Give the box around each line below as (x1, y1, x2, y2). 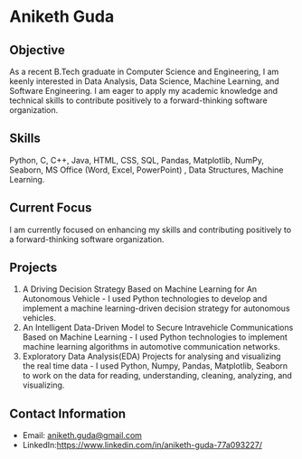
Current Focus (9, 201, 92, 216)
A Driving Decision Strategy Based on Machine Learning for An (22, 284, 258, 295)
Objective (9, 42, 66, 58)
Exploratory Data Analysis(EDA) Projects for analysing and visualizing (22, 351, 282, 362)
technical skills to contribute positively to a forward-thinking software (9, 95, 269, 106)
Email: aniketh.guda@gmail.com (22, 430, 143, 441)
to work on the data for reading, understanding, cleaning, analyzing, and (22, 370, 292, 381)
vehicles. (22, 313, 57, 323)
